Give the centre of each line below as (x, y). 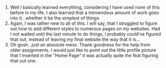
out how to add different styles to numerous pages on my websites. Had (85, 29)
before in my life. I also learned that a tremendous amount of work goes (85, 13)
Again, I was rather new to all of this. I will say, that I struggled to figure (84, 23)
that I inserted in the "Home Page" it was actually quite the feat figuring (84, 55)
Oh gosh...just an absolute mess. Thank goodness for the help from (80, 45)
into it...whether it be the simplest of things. (55, 18)
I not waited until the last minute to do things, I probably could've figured (86, 34)
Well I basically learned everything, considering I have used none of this (85, 7)
